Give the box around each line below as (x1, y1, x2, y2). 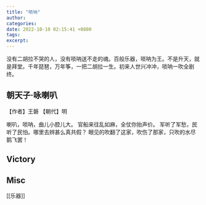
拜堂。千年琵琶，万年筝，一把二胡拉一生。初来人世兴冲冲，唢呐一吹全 (11, 63, 189, 70)
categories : (6, 20, 37, 26)
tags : (6, 32, 20, 38)
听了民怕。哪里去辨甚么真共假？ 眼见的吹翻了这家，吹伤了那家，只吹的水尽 (6, 128, 196, 136)
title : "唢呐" (6, 9, 41, 15)
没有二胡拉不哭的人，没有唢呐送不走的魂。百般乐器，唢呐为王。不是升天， (6, 55, 194, 62)
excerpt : (6, 37, 29, 44)
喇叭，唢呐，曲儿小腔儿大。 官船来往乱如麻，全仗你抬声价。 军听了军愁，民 (6, 120, 197, 128)
